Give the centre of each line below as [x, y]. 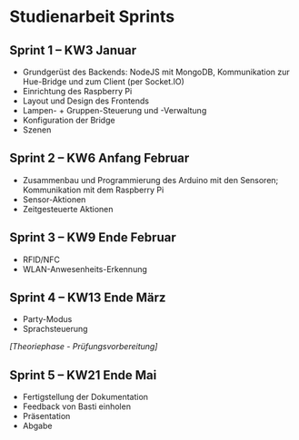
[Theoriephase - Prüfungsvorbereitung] [84, 347]
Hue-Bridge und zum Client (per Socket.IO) [103, 82]
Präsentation [46, 416]
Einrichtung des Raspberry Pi [77, 91]
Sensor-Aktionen [54, 199]
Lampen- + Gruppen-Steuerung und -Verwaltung [115, 110]
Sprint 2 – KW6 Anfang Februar [100, 158]
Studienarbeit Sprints [92, 17]
